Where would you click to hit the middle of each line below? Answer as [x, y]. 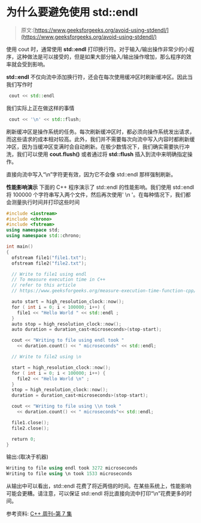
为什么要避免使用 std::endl [72, 12]
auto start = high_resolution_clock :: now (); [68, 302]
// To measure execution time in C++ [59, 279]
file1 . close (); [31, 423]
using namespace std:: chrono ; [44, 236]
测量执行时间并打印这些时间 [45, 202]
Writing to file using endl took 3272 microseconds [72, 468]
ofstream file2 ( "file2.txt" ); [49, 263]
